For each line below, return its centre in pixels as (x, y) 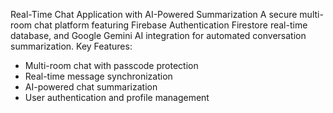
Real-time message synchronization (98, 76)
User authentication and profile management (117, 97)
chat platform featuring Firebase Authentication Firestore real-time (171, 25)
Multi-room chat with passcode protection (111, 65)
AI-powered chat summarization (91, 87)
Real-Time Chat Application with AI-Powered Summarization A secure (154, 14)
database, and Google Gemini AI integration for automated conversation (158, 35)
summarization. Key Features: (71, 46)
